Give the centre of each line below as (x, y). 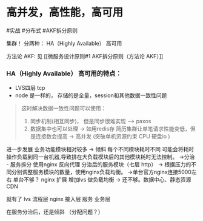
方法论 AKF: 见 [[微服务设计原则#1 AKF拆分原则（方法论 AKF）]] (85, 56)
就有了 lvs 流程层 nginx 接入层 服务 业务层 (58, 199)
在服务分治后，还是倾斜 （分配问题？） (55, 212)
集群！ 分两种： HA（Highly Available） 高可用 (64, 43)
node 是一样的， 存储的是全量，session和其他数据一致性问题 (91, 95)
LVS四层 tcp (30, 88)
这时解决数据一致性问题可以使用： (64, 108)
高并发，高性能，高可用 (65, 12)
